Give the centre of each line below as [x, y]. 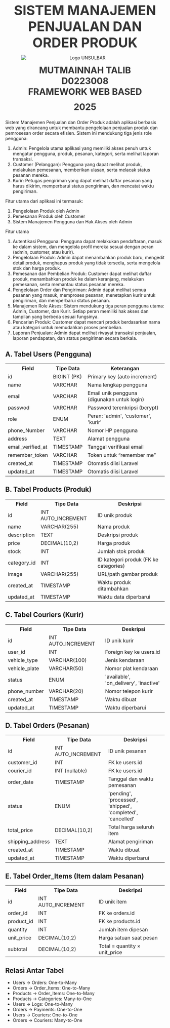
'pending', [120, 794]
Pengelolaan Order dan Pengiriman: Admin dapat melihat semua [79, 290]
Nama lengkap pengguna [118, 385]
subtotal [17, 950]
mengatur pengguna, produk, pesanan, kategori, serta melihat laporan [86, 154]
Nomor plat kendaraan [132, 668]
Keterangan [125, 369]
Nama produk [114, 527]
